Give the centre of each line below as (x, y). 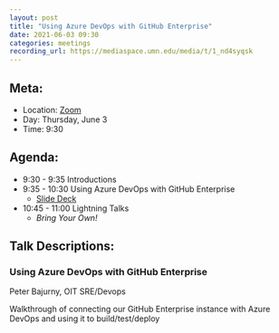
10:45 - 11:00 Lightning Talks (76, 208)
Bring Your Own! (67, 217)
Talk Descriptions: (62, 247)
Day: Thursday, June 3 (65, 119)
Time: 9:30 (43, 128)
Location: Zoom (52, 109)
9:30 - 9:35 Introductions (69, 179)
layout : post (34, 18)
